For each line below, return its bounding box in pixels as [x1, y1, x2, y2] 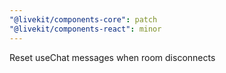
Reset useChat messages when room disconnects [9, 51, 216, 63]
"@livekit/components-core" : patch [9, 14, 158, 25]
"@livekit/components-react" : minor [9, 24, 162, 34]
